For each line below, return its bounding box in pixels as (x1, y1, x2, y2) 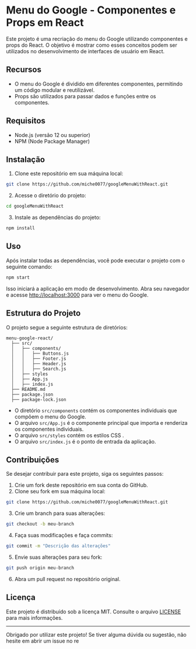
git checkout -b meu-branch (6, 521, 75, 527)
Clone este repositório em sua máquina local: (14, 170, 124, 177)
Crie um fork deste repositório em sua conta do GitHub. (14, 482, 148, 489)
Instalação (6, 154, 45, 164)
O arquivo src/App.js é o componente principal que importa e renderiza (14, 419, 188, 426)
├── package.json (11, 392, 54, 397)
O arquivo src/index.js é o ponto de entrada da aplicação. (14, 438, 156, 445)
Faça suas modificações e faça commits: (14, 532, 113, 539)
